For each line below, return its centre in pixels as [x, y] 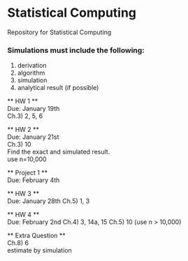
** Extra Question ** [37, 236]
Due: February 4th [34, 180]
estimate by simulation [39, 251]
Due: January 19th [34, 109]
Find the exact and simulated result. [59, 152]
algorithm [31, 73]
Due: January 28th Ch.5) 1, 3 [49, 201]
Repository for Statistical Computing [59, 32]
